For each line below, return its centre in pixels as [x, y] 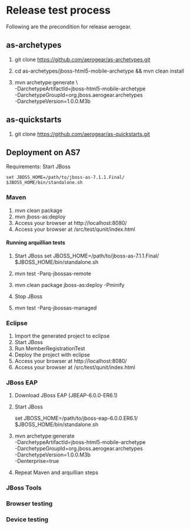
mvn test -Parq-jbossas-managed [56, 308]
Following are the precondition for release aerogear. [69, 27]
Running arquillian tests [36, 243]
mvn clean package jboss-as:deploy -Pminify [69, 285]
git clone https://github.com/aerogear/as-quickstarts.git [82, 134]
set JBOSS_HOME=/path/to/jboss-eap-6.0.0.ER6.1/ [76, 418]
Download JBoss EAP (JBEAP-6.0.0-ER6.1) [66, 396]
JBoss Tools [24, 488]
